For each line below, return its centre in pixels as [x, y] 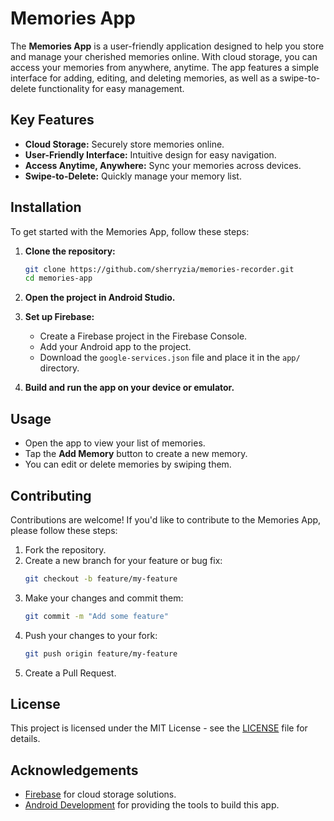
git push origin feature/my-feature [101, 653]
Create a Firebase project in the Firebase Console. [143, 336]
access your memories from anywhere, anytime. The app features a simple [165, 67]
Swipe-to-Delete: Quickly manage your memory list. [133, 176]
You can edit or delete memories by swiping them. [128, 464]
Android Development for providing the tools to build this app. [152, 805]
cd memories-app [58, 278]
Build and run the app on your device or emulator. [129, 388]
